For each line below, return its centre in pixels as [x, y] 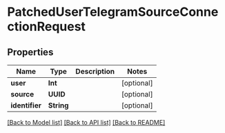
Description [95, 71]
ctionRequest [47, 27]
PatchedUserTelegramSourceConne [113, 12]
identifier [26, 105]
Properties [30, 52]
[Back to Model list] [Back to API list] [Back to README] [86, 122]
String [58, 105]
